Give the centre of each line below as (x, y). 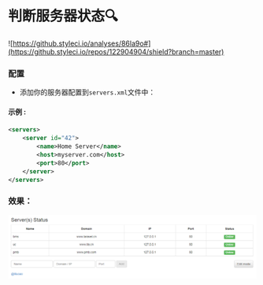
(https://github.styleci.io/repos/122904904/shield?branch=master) (116, 51)
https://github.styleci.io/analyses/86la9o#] (82, 43)
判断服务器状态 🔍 (63, 16)
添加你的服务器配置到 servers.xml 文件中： (87, 92)
